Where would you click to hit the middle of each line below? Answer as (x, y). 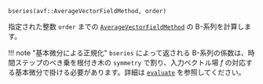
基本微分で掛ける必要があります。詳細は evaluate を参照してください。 (130, 72)
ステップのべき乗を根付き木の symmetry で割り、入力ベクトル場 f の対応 (130, 63)
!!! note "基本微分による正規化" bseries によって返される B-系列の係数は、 (128, 53)
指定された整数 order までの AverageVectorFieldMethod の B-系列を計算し (126, 26)
